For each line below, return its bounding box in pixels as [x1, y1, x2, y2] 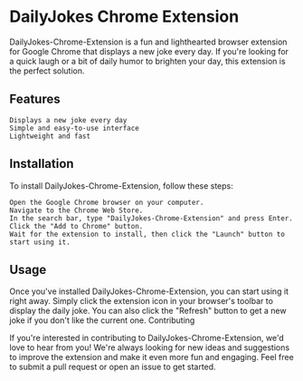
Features [9, 92, 61, 107]
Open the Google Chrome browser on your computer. [9, 198, 204, 207]
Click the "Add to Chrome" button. [9, 221, 144, 230]
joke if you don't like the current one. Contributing [9, 315, 195, 326]
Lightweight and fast [9, 132, 91, 141]
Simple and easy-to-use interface [9, 123, 140, 132]
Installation [9, 156, 74, 171]
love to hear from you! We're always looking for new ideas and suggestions [9, 342, 290, 353]
